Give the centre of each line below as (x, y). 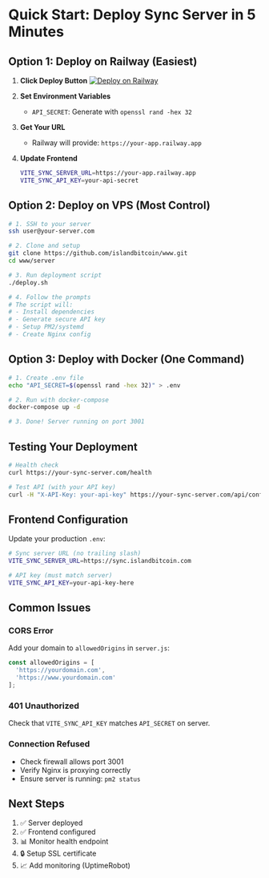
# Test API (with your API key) (62, 487)
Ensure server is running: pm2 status (80, 779)
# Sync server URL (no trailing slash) (75, 554)
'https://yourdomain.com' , (60, 670)
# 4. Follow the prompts (50, 297)
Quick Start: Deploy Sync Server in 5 (132, 15)
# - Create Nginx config (50, 334)
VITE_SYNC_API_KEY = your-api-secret (79, 180)
